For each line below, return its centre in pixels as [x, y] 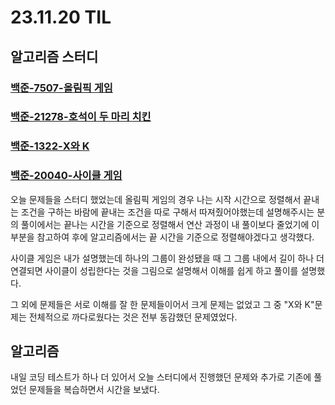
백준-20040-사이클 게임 [66, 176]
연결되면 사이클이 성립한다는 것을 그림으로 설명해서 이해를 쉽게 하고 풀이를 [154, 270]
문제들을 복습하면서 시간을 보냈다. [94, 390]
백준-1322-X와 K [50, 146]
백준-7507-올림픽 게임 [61, 88]
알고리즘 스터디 [54, 56]
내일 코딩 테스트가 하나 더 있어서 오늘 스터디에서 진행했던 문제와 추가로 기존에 [161, 377]
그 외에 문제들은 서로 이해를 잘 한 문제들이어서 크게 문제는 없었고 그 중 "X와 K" [162, 304]
